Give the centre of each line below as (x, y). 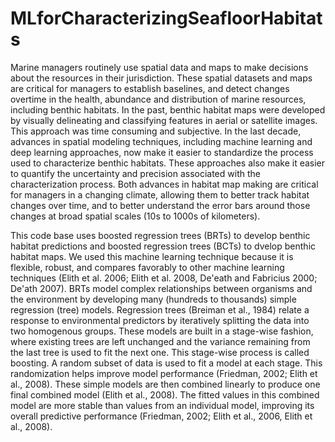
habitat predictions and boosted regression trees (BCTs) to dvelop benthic (163, 246)
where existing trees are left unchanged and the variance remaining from (160, 341)
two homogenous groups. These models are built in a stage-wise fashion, (162, 331)
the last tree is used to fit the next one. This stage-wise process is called (160, 352)
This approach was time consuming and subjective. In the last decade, (156, 131)
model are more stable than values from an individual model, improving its (162, 405)
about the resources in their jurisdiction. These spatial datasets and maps (161, 78)
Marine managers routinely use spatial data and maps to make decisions (159, 67)
